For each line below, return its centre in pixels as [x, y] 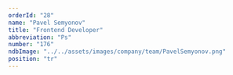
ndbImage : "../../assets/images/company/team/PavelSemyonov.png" [117, 52]
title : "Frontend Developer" [56, 30]
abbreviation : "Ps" [40, 37]
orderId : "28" [31, 15]
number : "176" [31, 45]
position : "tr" [33, 59]
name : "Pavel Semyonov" [47, 23]
